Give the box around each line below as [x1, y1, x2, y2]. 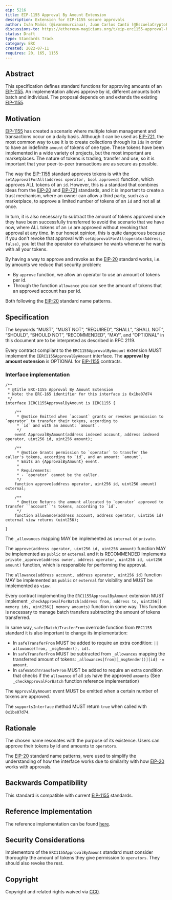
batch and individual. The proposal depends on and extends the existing [5, 94, 158, 100]
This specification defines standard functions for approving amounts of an [5, 83, 162, 89]
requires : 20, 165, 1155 [5, 50, 58, 55]
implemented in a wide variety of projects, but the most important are [5, 150, 152, 156]
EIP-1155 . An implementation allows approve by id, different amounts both [5, 88, 160, 95]
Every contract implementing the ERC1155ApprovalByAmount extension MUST [5, 593, 165, 599]
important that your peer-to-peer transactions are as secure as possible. [5, 161, 158, 167]
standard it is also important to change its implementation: [5, 630, 128, 636]
